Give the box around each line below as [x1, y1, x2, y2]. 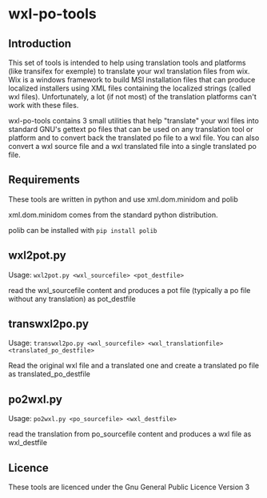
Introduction [8, 37, 72, 50]
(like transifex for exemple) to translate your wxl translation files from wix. [8, 66, 250, 76]
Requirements [8, 173, 80, 187]
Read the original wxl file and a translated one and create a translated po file [8, 361, 260, 371]
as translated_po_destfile [8, 369, 90, 379]
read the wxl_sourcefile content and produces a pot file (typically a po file [8, 285, 251, 295]
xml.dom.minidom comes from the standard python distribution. [8, 210, 218, 219]
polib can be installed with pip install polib [8, 225, 157, 235]
